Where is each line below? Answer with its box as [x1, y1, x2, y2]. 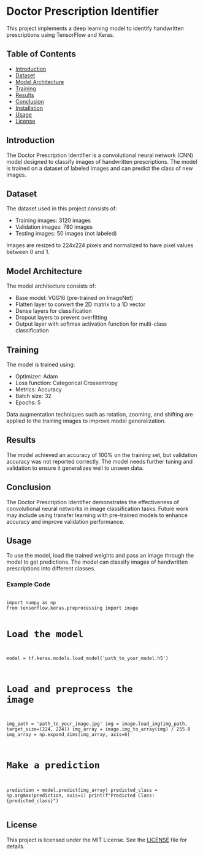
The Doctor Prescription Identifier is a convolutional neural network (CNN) [6, 151, 194, 159]
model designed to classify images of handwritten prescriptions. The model [6, 158, 197, 165]
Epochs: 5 [15, 399, 41, 406]
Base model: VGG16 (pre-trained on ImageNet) [15, 294, 134, 302]
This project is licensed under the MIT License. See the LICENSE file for [6, 836, 188, 843]
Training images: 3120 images [15, 217, 91, 224]
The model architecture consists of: [6, 282, 96, 289]
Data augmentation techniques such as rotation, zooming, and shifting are [6, 411, 193, 418]
